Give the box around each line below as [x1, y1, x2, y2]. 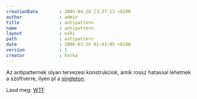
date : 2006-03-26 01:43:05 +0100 [6, 42, 131, 48]
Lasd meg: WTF [6, 86, 45, 93]
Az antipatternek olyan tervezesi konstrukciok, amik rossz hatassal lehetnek [6, 68, 191, 75]
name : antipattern [6, 25, 94, 31]
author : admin [6, 14, 78, 20]
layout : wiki [6, 31, 76, 37]
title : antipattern [6, 19, 94, 25]
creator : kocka [6, 52, 78, 58]
